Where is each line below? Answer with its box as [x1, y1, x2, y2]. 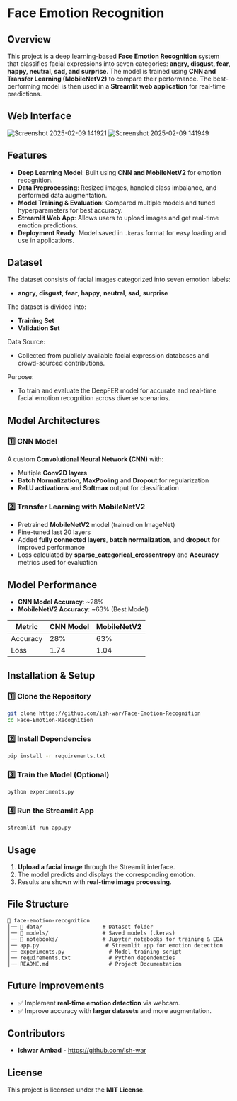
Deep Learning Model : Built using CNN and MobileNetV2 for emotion [17, 168, 221, 176]
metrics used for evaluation [17, 558, 98, 567]
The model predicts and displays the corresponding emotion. [17, 870, 196, 879]
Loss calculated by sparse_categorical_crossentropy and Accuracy [17, 550, 219, 559]
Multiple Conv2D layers [17, 469, 88, 478]
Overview [7, 33, 52, 45]
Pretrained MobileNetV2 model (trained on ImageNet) [17, 521, 175, 529]
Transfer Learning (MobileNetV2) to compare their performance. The [7, 74, 212, 83]
